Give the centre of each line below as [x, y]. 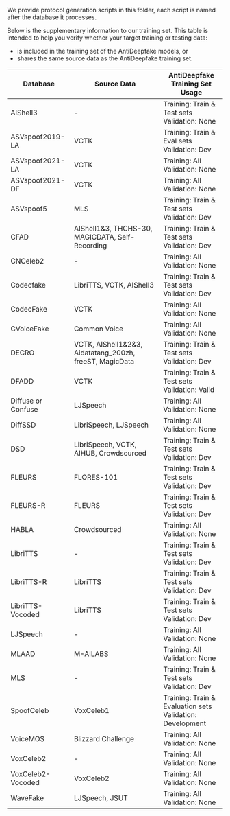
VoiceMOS [28, 739]
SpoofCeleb [30, 711]
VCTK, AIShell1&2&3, [108, 344]
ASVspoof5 [29, 209]
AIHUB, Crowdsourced [111, 453]
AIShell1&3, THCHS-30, [113, 228]
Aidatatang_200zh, [105, 353]
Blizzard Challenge [104, 739]
